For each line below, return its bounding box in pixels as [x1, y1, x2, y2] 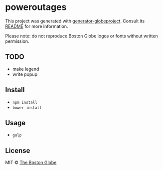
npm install [12, 100, 37, 105]
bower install [12, 105, 42, 110]
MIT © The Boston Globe [5, 160, 57, 166]
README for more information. [5, 23, 68, 29]
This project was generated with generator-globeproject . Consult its [5, 18, 145, 24]
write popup [12, 71, 37, 77]
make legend [12, 66, 39, 72]
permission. [5, 38, 29, 44]
